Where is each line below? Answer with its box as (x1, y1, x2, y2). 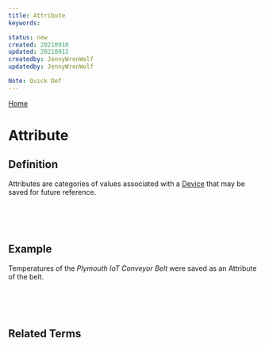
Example (8, 242, 52, 256)
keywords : (8, 19, 41, 27)
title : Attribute (8, 11, 66, 20)
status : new (8, 33, 48, 41)
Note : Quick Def (8, 77, 62, 85)
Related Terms (8, 326, 82, 340)
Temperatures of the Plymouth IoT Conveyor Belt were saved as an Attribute (8, 263, 257, 273)
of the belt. (8, 272, 44, 281)
